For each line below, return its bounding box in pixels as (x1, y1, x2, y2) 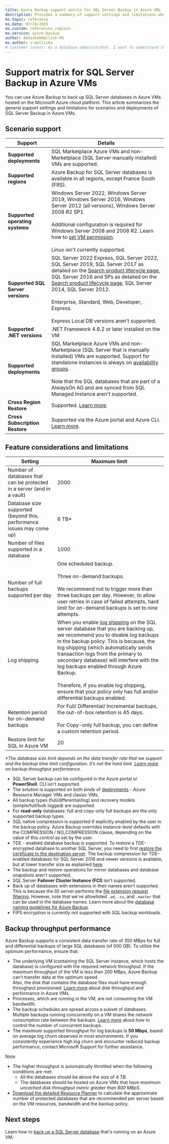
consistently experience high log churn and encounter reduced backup (12, 1039, 160, 1044)
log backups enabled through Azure (57, 663, 142, 670)
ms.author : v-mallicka (5, 40, 53, 45)
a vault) (8, 492, 26, 499)
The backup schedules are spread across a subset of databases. (12, 1006, 147, 1012)
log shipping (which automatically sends (57, 644, 152, 651)
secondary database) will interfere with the (57, 657, 159, 664)
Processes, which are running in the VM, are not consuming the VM (12, 996, 153, 1001)
